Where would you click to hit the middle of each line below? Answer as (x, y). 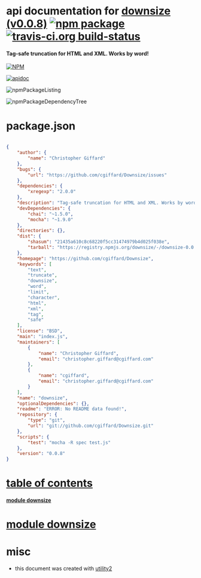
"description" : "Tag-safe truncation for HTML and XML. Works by (100, 203)
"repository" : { (37, 415)
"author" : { (32, 153)
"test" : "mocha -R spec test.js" (69, 442)
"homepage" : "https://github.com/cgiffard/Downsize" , (85, 258)
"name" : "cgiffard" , (64, 376)
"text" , (37, 270)
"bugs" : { (29, 169)
